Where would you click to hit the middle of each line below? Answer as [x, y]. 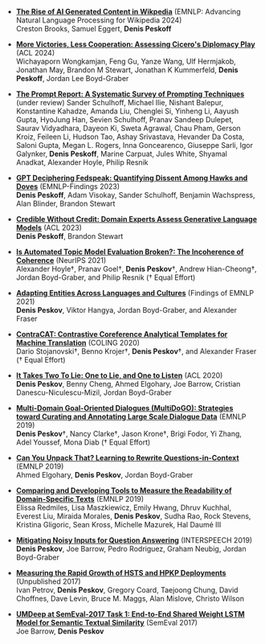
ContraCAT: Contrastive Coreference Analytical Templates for [122, 334]
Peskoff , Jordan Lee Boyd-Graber [72, 78]
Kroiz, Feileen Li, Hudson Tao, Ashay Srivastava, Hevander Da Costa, [130, 137]
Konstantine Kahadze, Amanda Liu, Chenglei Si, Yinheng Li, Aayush [127, 111]
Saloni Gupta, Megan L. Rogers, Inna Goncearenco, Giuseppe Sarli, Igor [134, 145]
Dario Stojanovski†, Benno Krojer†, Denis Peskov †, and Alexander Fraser [136, 351]
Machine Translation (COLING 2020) [78, 343]
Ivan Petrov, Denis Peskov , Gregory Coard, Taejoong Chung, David [127, 590]
